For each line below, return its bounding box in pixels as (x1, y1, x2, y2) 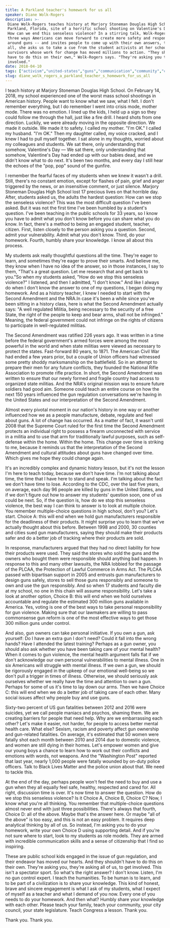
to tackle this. (5, 769, 34, 775)
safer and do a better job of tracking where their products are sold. (5, 535, 145, 541)
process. (5, 242, 24, 248)
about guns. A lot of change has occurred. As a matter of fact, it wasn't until (5, 417, 163, 423)
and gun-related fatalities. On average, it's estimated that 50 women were (5, 731, 159, 737)
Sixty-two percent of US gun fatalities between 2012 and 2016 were (5, 704, 147, 710)
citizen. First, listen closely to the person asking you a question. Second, (5, 226, 156, 232)
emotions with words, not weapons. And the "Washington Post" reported (5, 753, 157, 759)
